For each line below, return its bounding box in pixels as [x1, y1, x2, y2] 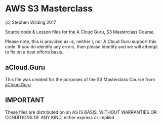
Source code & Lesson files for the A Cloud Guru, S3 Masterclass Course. [5, 29, 155, 35]
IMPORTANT [5, 96, 44, 104]
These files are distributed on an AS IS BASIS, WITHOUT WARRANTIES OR [5, 109, 157, 115]
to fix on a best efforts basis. [5, 49, 63, 55]
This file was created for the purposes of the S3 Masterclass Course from [5, 76, 155, 82]
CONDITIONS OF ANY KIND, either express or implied [5, 114, 115, 120]
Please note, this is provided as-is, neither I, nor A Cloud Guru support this [5, 38, 157, 44]
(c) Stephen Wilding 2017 [5, 19, 56, 25]
